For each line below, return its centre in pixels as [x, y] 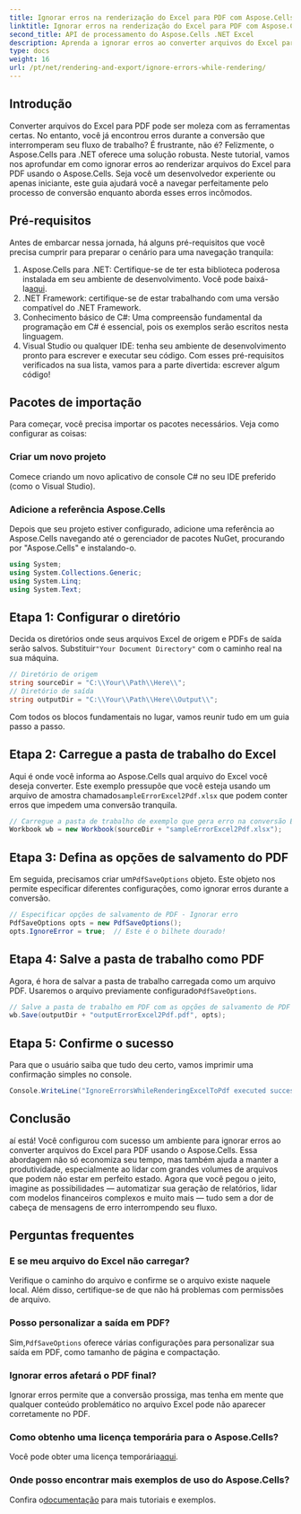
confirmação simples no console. [71, 1075]
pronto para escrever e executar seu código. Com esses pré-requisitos [153, 355]
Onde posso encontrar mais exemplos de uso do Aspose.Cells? [150, 1480]
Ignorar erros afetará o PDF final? [83, 1375]
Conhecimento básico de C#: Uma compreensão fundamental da [142, 317]
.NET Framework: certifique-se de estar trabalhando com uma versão [150, 298]
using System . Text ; [46, 589]
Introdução [41, 104]
